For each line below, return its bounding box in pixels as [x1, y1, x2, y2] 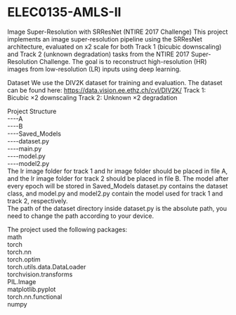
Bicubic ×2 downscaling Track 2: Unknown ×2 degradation [7, 93, 178, 102]
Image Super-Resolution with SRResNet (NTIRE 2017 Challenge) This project [7, 27, 228, 36]
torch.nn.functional [7, 292, 63, 301]
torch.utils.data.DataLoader [7, 262, 86, 271]
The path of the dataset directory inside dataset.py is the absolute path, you [7, 204, 227, 212]
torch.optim [7, 255, 41, 264]
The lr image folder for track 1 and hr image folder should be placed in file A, [7, 167, 228, 175]
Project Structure [7, 107, 57, 115]
